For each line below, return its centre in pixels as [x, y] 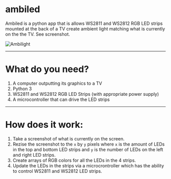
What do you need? [47, 69]
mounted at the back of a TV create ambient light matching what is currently [85, 28]
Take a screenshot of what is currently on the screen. [68, 138]
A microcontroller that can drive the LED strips [61, 99]
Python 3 [22, 88]
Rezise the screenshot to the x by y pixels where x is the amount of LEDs [89, 144]
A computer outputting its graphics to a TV [57, 83]
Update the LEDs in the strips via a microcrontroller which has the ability [88, 165]
